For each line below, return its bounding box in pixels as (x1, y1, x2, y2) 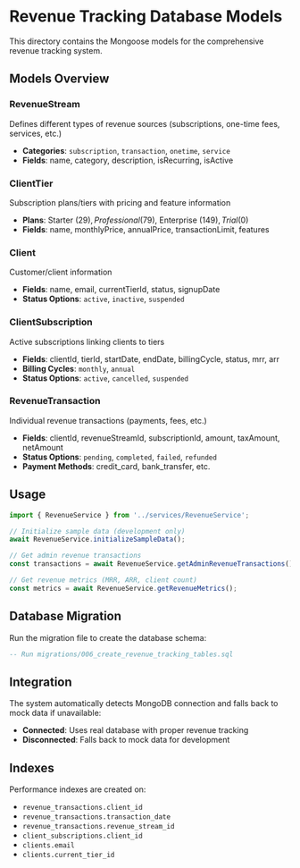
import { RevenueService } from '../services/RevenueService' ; (9, 510, 250, 519)
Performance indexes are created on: (9, 784, 146, 795)
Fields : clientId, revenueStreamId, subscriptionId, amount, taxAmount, (21, 432, 280, 443)
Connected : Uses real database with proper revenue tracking (21, 725, 249, 736)
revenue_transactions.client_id (21, 803, 143, 813)
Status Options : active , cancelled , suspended (21, 373, 189, 383)
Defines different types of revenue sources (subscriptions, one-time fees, (9, 118, 280, 129)
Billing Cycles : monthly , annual (21, 363, 136, 374)
